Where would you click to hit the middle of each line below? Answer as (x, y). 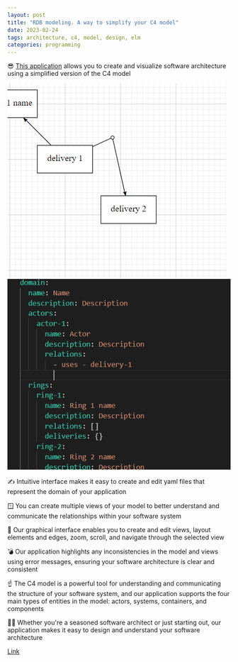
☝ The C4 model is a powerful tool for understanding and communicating (114, 584)
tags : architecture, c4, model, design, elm (74, 38)
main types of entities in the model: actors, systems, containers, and (107, 601)
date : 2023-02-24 (33, 30)
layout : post (27, 15)
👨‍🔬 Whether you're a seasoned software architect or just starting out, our (114, 623)
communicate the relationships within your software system (95, 516)
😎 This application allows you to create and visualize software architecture (117, 66)
